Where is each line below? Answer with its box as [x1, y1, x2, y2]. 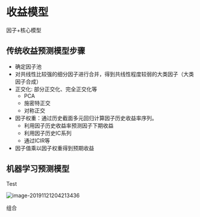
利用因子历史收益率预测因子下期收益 [23, 121, 114, 129]
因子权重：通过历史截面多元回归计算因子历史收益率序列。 [14, 114, 157, 121]
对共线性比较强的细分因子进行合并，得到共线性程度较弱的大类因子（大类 [14, 70, 194, 78]
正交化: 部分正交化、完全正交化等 [14, 85, 97, 93]
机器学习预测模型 [6, 164, 70, 174]
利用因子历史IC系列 [23, 129, 72, 136]
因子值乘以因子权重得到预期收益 [14, 144, 94, 151]
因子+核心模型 [6, 26, 42, 34]
